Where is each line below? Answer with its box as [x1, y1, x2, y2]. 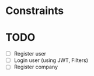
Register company [13, 63, 58, 71]
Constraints [5, 4, 64, 18]
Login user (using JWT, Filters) [13, 57, 89, 64]
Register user [13, 50, 47, 57]
